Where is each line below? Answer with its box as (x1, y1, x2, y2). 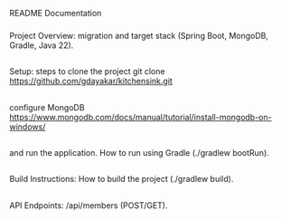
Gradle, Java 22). (9, 40, 74, 51)
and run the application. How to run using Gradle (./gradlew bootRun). (9, 148, 269, 158)
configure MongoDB (9, 101, 85, 112)
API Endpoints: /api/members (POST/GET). (9, 199, 168, 211)
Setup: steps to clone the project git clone (9, 66, 165, 77)
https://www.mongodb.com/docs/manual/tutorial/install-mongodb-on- (9, 111, 273, 122)
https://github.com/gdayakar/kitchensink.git (9, 76, 173, 87)
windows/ (9, 121, 46, 132)
